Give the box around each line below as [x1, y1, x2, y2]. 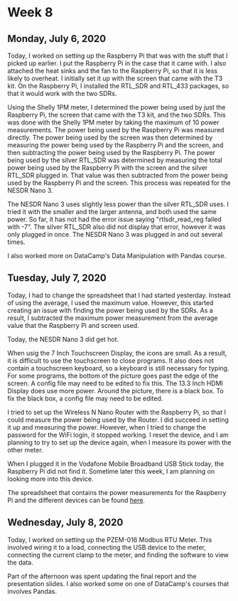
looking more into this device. [7, 474, 94, 483]
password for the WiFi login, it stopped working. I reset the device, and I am [7, 430, 229, 439]
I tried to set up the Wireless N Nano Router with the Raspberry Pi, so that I [7, 408, 226, 416]
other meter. [7, 445, 44, 454]
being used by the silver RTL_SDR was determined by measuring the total [7, 156, 222, 164]
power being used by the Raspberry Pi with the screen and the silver [7, 164, 208, 171]
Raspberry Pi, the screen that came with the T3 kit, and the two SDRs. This [7, 111, 226, 119]
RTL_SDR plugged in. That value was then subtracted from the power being [7, 171, 229, 179]
